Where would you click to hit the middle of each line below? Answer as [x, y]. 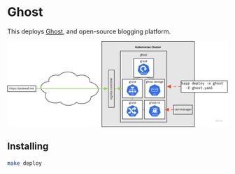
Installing [28, 147]
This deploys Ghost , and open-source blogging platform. [89, 31]
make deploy [24, 163]
